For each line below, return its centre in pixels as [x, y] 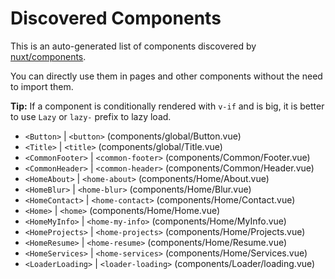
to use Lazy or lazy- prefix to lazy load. [91, 116]
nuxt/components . [48, 56]
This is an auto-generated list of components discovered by [133, 46]
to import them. [42, 86]
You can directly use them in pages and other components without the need [166, 76]
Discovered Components [116, 18]
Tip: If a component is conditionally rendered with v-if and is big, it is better [167, 106]
